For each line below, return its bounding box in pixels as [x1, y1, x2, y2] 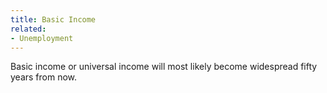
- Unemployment [10, 33, 74, 43]
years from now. [10, 71, 78, 83]
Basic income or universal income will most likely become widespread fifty [10, 61, 318, 73]
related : [10, 24, 47, 34]
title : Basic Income [10, 14, 97, 25]
